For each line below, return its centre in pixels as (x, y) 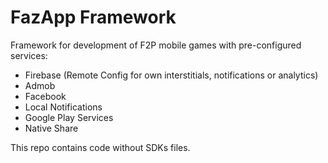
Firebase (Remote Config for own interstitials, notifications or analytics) (171, 75)
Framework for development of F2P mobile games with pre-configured (156, 45)
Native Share (51, 128)
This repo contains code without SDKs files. (100, 147)
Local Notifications (63, 107)
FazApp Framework (93, 17)
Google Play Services (69, 117)
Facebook (45, 96)
